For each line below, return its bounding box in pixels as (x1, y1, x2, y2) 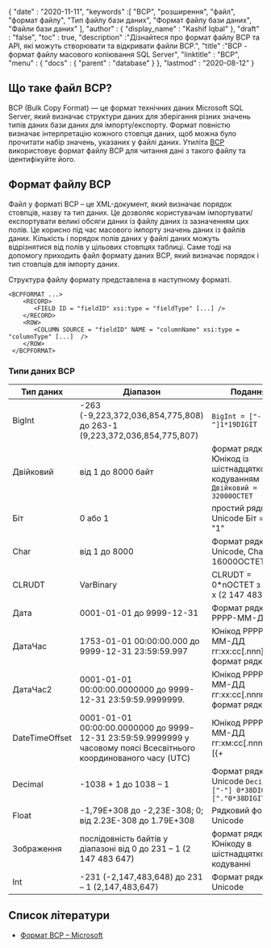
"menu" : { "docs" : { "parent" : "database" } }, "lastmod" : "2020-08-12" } (8, 58, 255, 68)
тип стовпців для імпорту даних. (8, 259, 120, 268)
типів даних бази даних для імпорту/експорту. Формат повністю (8, 120, 231, 130)
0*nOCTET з (211, 579, 261, 590)
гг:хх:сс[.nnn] (211, 645, 265, 656)
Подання (230, 386, 267, 397)
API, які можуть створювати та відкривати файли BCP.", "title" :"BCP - (8, 41, 248, 51)
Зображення (12, 842, 62, 854)
